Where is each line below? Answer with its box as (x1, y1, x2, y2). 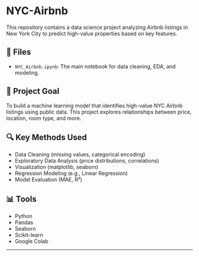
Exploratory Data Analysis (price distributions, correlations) (14, 157, 159, 164)
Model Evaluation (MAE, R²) (14, 176, 83, 183)
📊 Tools (6, 194, 37, 204)
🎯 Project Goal (6, 86, 60, 96)
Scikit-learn (14, 232, 43, 239)
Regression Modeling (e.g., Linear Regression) (14, 170, 129, 177)
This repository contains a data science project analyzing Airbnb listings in (6, 24, 188, 31)
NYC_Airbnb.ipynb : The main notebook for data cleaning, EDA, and (14, 63, 176, 70)
